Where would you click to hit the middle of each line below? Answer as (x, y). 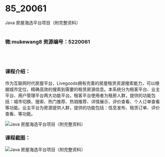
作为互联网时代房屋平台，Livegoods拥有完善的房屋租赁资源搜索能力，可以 (80, 83)
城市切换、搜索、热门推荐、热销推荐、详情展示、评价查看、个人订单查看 (87, 101)
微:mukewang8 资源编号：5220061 (48, 42)
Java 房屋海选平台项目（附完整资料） (43, 22)
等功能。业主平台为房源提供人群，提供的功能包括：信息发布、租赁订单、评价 (82, 108)
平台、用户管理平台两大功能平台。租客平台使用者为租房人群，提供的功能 (78, 95)
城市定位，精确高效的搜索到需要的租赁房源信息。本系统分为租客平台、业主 (84, 89)
